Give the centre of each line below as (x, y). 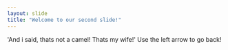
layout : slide (28, 13)
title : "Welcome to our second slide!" (64, 20)
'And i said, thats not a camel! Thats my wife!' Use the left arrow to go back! (114, 39)
